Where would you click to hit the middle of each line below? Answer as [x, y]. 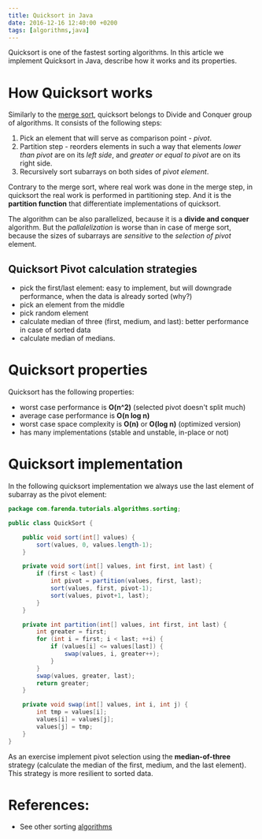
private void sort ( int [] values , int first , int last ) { [118, 566]
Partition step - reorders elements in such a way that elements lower [130, 147]
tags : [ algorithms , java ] [49, 30]
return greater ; [63, 683]
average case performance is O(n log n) [85, 416]
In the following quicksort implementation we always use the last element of [131, 486]
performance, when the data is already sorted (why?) [106, 296]
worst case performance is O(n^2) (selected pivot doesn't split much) [133, 408]
